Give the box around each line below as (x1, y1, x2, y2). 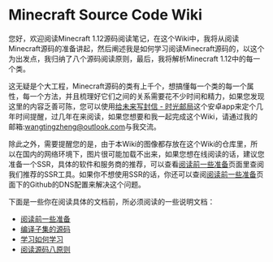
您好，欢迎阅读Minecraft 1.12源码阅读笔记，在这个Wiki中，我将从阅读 (8, 33, 240, 43)
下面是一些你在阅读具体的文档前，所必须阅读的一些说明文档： (8, 196, 215, 206)
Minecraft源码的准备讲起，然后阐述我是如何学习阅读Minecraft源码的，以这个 (8, 43, 265, 54)
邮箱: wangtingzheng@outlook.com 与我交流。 (8, 122, 161, 131)
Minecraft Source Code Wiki (8, 6, 203, 24)
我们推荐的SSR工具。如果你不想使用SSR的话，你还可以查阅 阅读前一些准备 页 (8, 169, 264, 179)
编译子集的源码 (19, 224, 71, 234)
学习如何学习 (19, 234, 63, 244)
